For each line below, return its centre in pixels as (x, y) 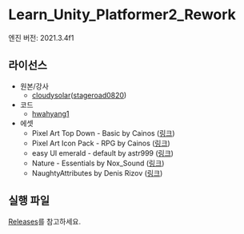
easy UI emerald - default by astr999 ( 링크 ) (103, 153)
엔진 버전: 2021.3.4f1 (41, 38)
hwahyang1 (50, 113)
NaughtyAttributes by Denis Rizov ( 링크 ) (97, 173)
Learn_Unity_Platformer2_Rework (122, 15)
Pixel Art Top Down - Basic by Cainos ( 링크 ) (103, 133)
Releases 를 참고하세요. (45, 221)
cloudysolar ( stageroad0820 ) (79, 95)
